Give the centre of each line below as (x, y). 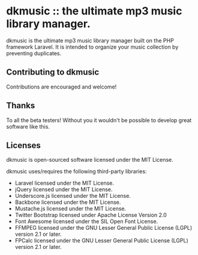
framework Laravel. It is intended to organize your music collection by (92, 47)
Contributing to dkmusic (53, 72)
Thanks (21, 106)
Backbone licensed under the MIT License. (68, 202)
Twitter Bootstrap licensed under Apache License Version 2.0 (91, 215)
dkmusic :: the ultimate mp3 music (94, 11)
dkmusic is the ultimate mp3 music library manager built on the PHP (90, 40)
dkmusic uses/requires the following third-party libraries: (76, 171)
